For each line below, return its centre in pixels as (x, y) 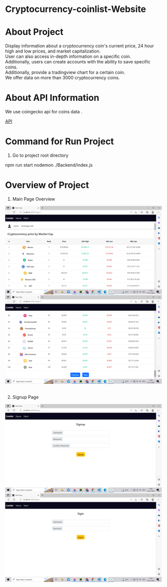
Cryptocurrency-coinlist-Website (76, 9)
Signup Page (25, 397)
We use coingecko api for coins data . (44, 112)
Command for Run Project (60, 142)
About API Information (52, 98)
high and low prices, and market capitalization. (53, 51)
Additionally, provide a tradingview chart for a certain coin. (65, 72)
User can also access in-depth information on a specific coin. (68, 56)
